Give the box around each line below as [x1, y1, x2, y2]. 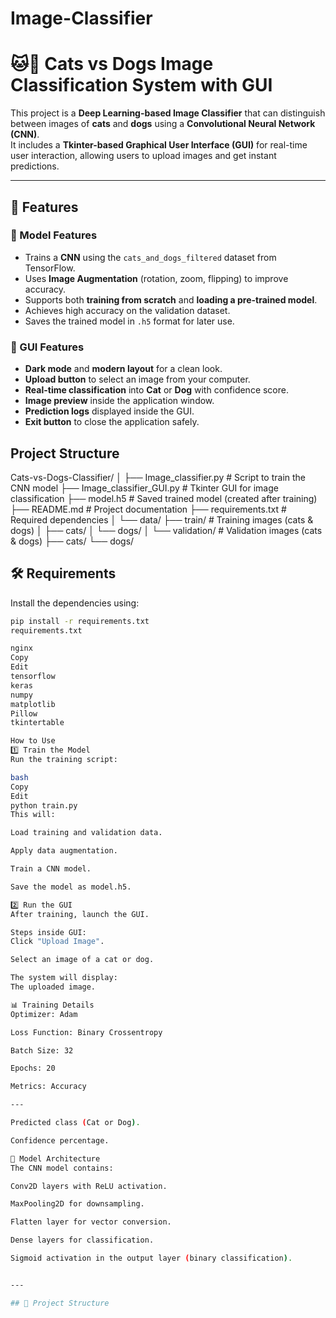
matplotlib [10, 699, 56, 709]
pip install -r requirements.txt [10, 616, 150, 626]
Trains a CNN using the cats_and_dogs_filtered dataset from [24, 251, 277, 263]
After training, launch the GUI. [10, 909, 150, 919]
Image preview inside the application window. [24, 395, 215, 407]
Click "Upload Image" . [10, 937, 105, 947]
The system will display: [10, 973, 118, 983]
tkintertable [10, 718, 65, 728]
